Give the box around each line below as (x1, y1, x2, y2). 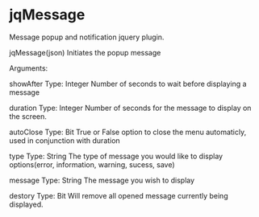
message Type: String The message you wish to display (9, 175, 195, 185)
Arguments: (9, 63, 48, 73)
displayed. (9, 199, 44, 209)
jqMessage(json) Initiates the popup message (9, 47, 161, 57)
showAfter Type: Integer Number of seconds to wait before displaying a (9, 79, 247, 88)
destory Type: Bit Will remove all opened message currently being (9, 190, 228, 200)
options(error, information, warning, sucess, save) (9, 159, 176, 170)
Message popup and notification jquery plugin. (9, 32, 165, 42)
